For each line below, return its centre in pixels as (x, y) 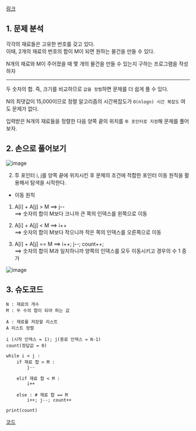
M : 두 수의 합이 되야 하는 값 (38, 311)
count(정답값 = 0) (27, 346)
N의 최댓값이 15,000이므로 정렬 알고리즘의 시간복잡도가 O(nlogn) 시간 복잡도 (93, 101)
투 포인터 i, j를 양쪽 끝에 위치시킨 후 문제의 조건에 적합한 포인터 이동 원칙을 (99, 175)
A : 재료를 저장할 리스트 (32, 322)
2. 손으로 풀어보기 (36, 149)
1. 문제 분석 (25, 29)
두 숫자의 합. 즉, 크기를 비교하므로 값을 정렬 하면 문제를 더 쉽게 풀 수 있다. (87, 89)
